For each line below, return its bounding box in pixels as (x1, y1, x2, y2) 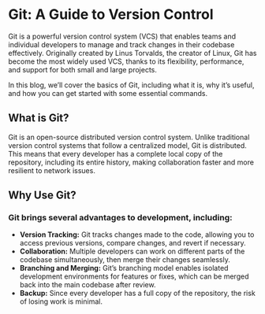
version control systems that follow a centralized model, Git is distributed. (8, 140, 247, 150)
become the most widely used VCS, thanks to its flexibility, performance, (8, 57, 244, 66)
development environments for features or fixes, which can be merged (19, 272, 249, 281)
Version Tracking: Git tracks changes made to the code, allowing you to (19, 230, 255, 239)
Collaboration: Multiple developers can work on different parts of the (19, 246, 245, 257)
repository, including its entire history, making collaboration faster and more (8, 157, 255, 167)
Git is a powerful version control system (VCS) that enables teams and (8, 31, 237, 41)
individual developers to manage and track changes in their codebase (8, 39, 235, 49)
